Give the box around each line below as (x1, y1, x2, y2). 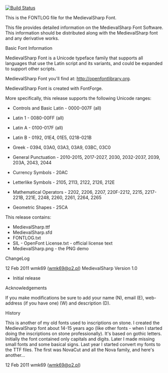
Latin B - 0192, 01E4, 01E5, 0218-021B (12, 134, 92, 141)
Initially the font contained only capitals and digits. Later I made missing (5, 336, 155, 342)
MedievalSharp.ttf (12, 224, 50, 230)
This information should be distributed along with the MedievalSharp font (5, 30, 158, 36)
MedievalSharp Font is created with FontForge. (5, 85, 103, 91)
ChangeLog (5, 255, 30, 261)
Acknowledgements (5, 285, 47, 291)
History (5, 310, 21, 316)
